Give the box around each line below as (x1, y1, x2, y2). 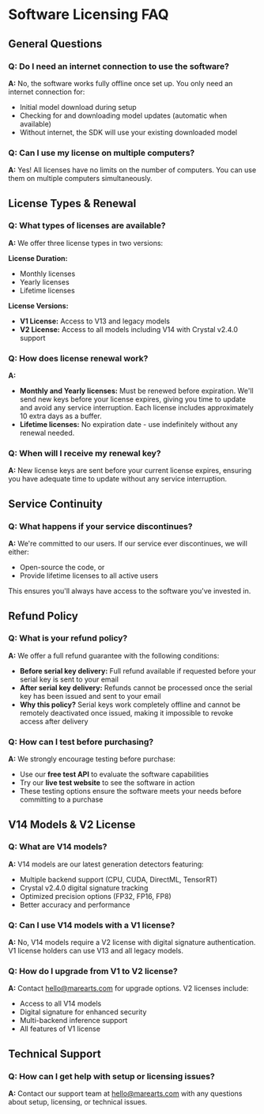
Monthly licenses (19, 269, 76, 278)
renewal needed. (19, 429, 75, 438)
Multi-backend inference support (19, 1016, 128, 1025)
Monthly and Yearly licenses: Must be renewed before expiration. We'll (19, 386, 255, 396)
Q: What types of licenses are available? (8, 220, 166, 231)
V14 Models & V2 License (8, 818, 136, 831)
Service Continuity (8, 497, 103, 511)
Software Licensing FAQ (8, 6, 169, 24)
